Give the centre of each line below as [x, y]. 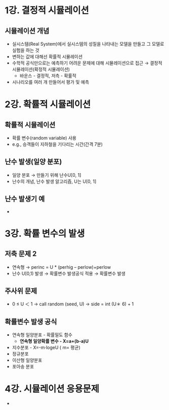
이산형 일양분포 [27, 360]
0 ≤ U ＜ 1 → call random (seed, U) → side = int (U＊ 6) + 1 [73, 304]
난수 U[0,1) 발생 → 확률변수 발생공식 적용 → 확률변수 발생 [69, 273]
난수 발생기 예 [25, 199]
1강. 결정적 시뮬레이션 [47, 10]
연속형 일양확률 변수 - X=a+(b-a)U [54, 341]
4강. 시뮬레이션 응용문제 [52, 389]
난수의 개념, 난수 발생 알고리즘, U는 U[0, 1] [54, 181]
